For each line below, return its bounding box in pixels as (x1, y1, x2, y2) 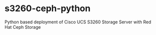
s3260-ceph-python (4, 3, 91, 14)
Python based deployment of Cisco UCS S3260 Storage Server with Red (4, 19, 152, 25)
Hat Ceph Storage (4, 24, 41, 30)
